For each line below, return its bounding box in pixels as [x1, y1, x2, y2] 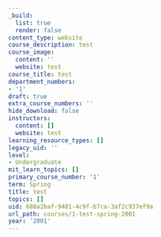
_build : [8, 11, 34, 20]
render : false [15, 26, 62, 34]
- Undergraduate [8, 159, 62, 167]
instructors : [8, 115, 51, 122]
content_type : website [8, 33, 83, 42]
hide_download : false [8, 107, 80, 115]
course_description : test [8, 41, 93, 49]
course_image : [8, 48, 55, 56]
